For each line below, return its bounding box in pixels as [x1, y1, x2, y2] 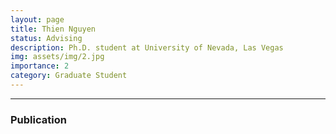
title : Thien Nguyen [10, 24, 97, 34]
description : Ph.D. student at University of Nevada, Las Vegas [10, 42, 284, 53]
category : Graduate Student [10, 71, 128, 81]
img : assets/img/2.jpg [10, 52, 105, 62]
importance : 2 [10, 61, 70, 71]
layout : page [10, 14, 65, 25]
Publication [10, 112, 67, 126]
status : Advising [10, 33, 83, 43]
